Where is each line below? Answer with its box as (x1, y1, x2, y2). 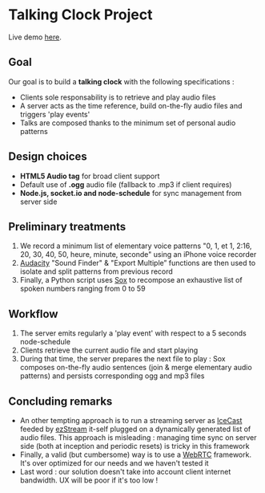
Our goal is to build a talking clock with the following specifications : (8, 76, 235, 86)
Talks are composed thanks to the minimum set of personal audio (19, 118, 236, 128)
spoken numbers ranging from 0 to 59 (19, 283, 146, 294)
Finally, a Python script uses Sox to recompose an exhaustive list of (19, 275, 243, 285)
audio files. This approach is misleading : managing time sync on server (19, 433, 257, 442)
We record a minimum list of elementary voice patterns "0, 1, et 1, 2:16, (19, 241, 252, 251)
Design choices (8, 150, 88, 164)
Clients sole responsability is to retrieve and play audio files (19, 92, 216, 102)
